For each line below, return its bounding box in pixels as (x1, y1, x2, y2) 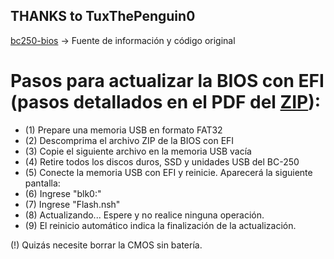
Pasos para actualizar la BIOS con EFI (10, 70, 325, 92)
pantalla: (24, 177, 61, 189)
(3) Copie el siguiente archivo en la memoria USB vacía (24, 145, 252, 157)
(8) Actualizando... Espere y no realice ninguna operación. (24, 209, 265, 221)
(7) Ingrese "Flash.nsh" (24, 198, 121, 210)
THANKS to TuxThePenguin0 (10, 8, 196, 25)
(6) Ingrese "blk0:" (24, 187, 102, 199)
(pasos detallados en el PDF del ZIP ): (10, 91, 322, 113)
